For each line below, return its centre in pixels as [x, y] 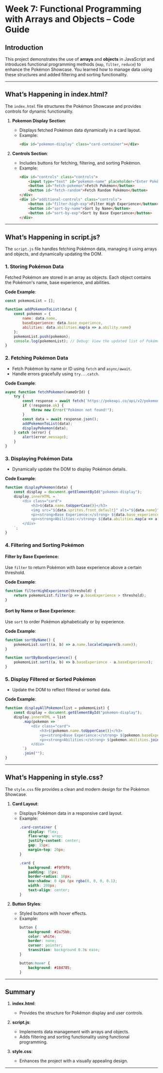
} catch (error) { [32, 433]
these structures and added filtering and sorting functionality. [66, 75]
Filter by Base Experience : [32, 556]
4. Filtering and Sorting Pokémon [45, 545]
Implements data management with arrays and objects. [74, 1032]
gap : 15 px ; [39, 845]
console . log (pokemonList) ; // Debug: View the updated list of [79, 341]
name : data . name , [40, 319]
